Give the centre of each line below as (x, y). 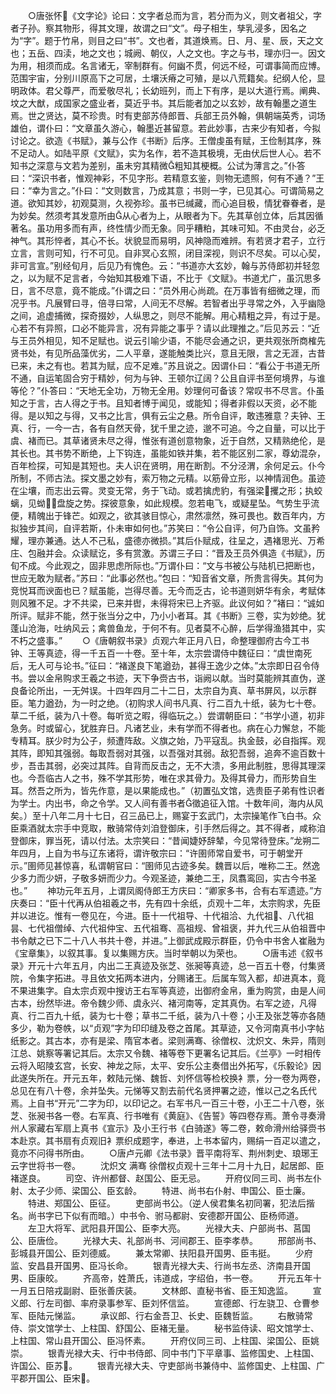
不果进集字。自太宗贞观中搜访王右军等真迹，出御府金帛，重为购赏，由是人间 (168, 990)
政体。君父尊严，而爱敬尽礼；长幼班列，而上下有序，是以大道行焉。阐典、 (172, 90)
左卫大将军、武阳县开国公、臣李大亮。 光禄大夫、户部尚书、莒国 (169, 1228)
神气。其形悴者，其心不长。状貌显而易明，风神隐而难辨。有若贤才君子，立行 (168, 240)
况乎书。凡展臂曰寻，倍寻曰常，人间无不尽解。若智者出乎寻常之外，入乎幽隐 (168, 303)
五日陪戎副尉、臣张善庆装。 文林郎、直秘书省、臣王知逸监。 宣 (174, 1290)
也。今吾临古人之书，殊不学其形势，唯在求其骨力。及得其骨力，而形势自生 (163, 778)
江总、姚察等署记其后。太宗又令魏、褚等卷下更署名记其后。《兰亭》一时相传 (166, 1053)
